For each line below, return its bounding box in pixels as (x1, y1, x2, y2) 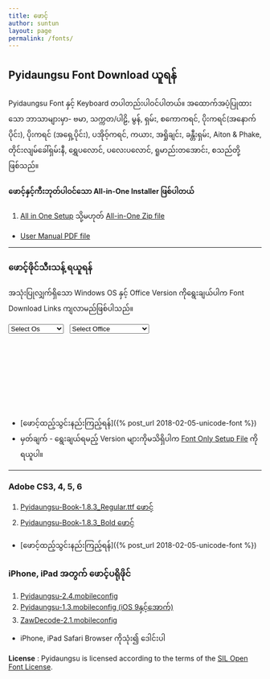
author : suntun (8, 19, 59, 27)
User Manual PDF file (19, 231, 91, 241)
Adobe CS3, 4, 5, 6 (8, 481, 83, 492)
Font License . (8, 662, 54, 672)
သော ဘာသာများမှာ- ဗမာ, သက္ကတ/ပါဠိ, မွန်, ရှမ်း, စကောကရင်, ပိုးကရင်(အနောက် (8, 114, 256, 124)
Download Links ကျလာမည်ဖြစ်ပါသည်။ (8, 303, 134, 313)
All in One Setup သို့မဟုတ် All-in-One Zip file (19, 211, 165, 221)
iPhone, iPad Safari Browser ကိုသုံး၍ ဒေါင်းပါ (19, 633, 166, 644)
